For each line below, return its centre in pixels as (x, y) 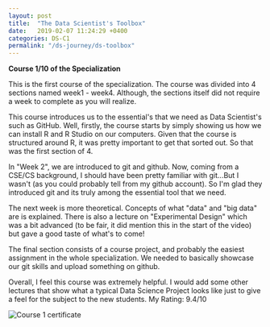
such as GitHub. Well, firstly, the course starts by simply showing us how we (135, 126)
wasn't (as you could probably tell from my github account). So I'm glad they (135, 184)
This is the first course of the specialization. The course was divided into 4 (132, 85)
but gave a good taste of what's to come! (77, 234)
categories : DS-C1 (39, 38)
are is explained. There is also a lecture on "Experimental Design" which (128, 217)
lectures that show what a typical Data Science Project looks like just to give (135, 291)
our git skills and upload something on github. (84, 267)
